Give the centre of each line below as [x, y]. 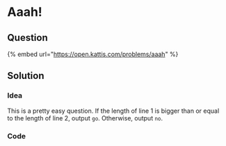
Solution [26, 76]
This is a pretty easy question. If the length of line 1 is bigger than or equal [113, 111]
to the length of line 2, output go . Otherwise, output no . [85, 118]
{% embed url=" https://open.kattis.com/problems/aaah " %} [93, 54]
